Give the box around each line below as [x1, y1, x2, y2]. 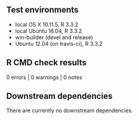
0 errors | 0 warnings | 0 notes [6, 74, 83, 81]
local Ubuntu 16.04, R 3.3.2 [15, 27, 83, 34]
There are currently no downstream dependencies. [6, 107, 133, 114]
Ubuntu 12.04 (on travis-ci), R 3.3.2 [15, 40, 103, 47]
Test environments [6, 5, 79, 15]
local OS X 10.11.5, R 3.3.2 [15, 21, 79, 28]
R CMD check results [6, 57, 87, 68]
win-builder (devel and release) [15, 33, 94, 41]
